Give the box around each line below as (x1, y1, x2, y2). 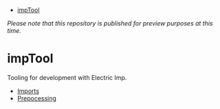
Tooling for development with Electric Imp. (7, 73, 127, 81)
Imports (16, 86, 40, 95)
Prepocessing (16, 94, 57, 102)
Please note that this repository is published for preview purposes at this (7, 19, 213, 27)
